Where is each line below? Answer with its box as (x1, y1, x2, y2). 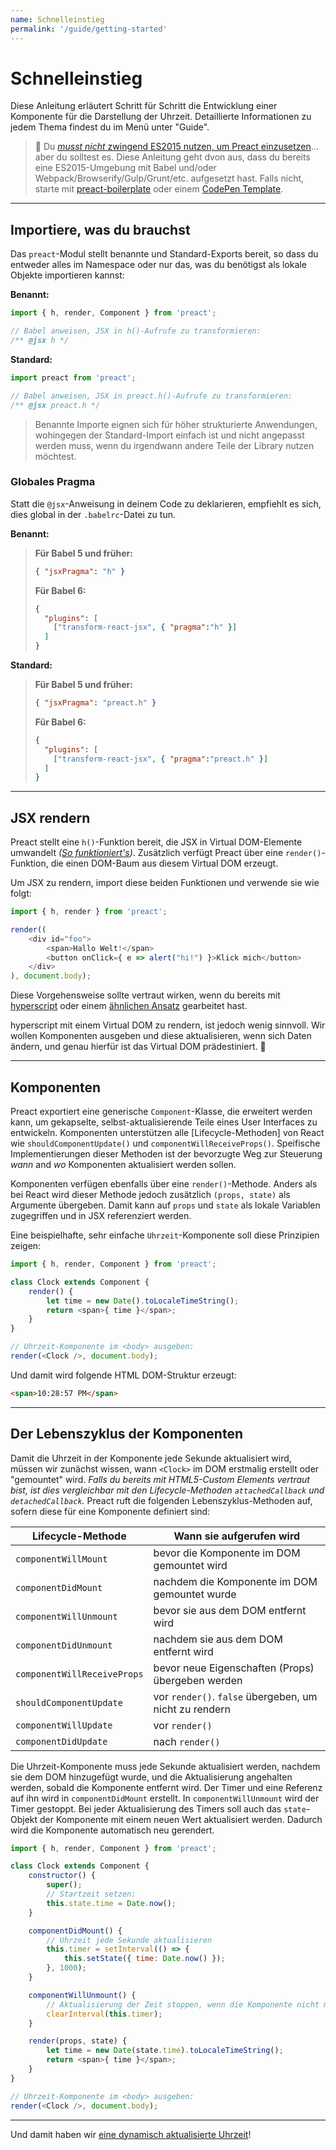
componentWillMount (15, 1553, 108, 1565)
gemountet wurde (153, 1587, 237, 1601)
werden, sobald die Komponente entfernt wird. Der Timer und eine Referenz (10, 1781, 323, 1793)
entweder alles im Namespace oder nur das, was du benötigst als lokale (10, 259, 307, 271)
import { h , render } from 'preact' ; (10, 907, 168, 917)
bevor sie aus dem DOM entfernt (153, 1603, 307, 1617)
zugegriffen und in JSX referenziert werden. (10, 1210, 192, 1222)
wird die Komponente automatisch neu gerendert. (10, 1824, 215, 1836)
